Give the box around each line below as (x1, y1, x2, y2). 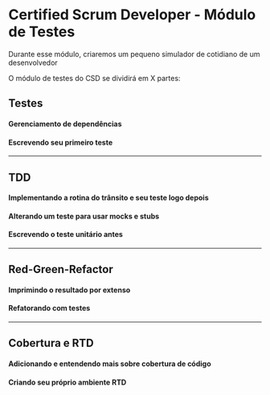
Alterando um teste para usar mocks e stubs (8, 211, 160, 221)
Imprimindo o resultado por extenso (8, 285, 131, 295)
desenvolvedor (8, 58, 58, 67)
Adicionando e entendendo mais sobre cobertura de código (8, 359, 211, 369)
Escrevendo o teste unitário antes (8, 230, 123, 239)
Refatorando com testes (8, 303, 91, 313)
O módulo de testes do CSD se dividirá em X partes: (8, 73, 181, 83)
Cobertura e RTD (8, 336, 94, 350)
